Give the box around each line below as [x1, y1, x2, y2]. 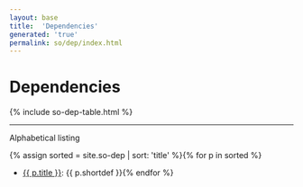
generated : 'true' [9, 30, 78, 39]
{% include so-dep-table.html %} [9, 107, 133, 118]
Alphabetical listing [9, 132, 80, 144]
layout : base [9, 13, 59, 22]
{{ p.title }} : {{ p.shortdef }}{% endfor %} [22, 167, 174, 178]
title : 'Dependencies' [9, 22, 99, 31]
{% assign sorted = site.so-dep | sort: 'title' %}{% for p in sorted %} [9, 150, 262, 161]
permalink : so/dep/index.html [9, 38, 124, 48]
